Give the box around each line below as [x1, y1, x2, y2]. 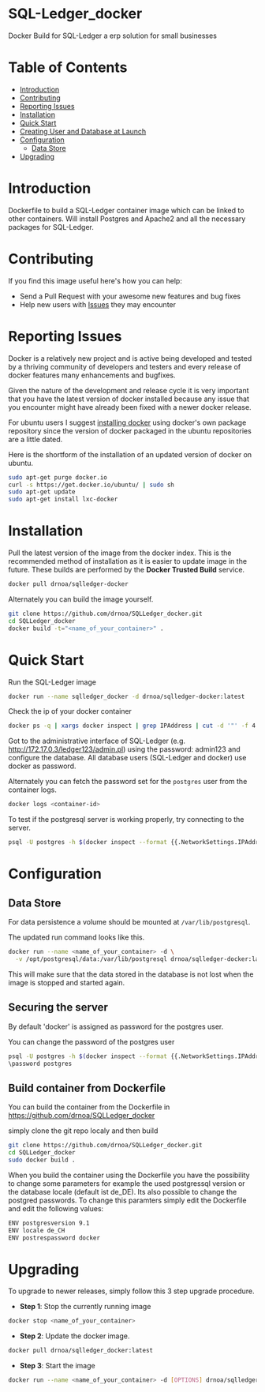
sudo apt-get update [8, 488, 77, 496]
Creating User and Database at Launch [19, 126, 147, 136]
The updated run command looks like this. [8, 932, 145, 942]
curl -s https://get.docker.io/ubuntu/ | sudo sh [8, 481, 175, 489]
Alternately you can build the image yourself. [8, 595, 154, 604]
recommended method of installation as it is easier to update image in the [8, 557, 247, 566]
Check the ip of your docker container [8, 707, 132, 716]
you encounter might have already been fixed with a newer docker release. [8, 402, 252, 411]
